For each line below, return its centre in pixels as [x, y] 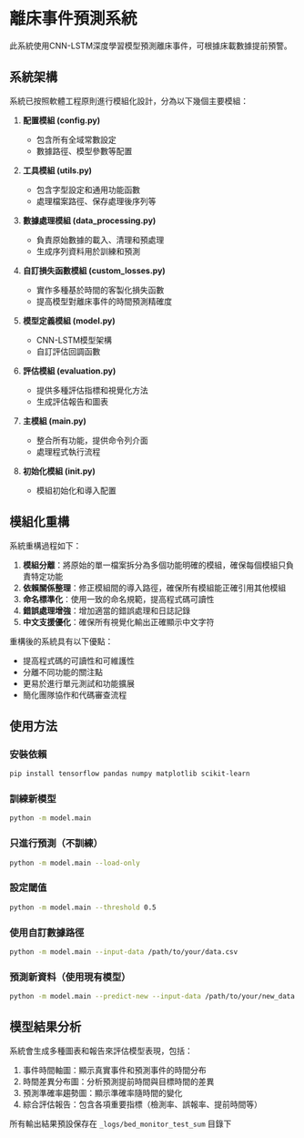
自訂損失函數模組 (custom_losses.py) [94, 271]
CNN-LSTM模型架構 [74, 340]
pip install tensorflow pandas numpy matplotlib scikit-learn [130, 774]
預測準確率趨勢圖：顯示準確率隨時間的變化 [102, 1092]
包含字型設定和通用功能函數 [88, 190]
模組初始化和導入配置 [76, 490]
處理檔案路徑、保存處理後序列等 [96, 200]
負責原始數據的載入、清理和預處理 [100, 240]
